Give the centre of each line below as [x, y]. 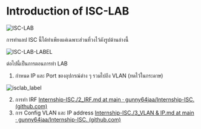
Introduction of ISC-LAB [68, 11]
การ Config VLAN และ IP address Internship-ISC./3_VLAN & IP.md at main [105, 113]
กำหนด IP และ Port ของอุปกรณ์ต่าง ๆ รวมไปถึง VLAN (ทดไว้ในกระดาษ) [89, 75]
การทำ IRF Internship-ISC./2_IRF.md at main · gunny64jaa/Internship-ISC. [105, 99]
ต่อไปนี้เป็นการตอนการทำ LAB [37, 63]
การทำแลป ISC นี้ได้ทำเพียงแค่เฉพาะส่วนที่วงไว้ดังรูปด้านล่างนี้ [68, 39]
